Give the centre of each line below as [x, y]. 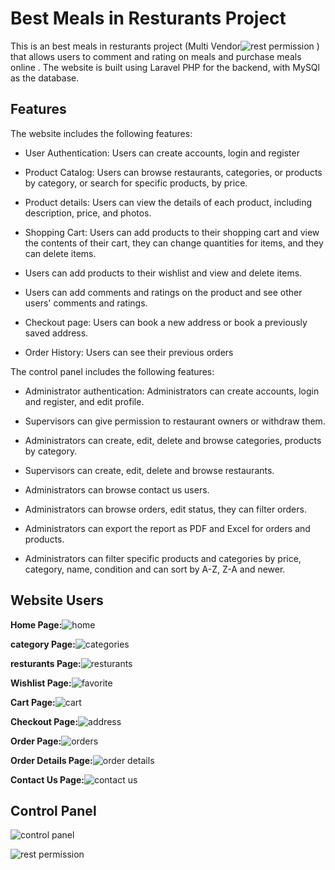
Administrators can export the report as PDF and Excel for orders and [167, 528]
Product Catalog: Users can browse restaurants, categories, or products [173, 172]
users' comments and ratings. [86, 303]
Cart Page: [33, 702]
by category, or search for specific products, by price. [136, 183]
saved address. [56, 333]
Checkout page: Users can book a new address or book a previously [166, 322]
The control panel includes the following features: [112, 371]
